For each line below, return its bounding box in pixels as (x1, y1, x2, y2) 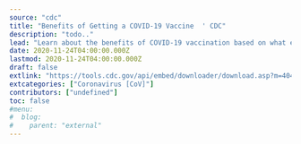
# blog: (9, 113, 42, 122)
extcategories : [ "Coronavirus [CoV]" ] (9, 80, 154, 89)
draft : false (9, 64, 58, 72)
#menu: (9, 105, 34, 114)
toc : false (9, 96, 50, 106)
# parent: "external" (9, 122, 102, 131)
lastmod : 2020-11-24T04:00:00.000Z (9, 55, 142, 64)
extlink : (9, 72, 42, 80)
